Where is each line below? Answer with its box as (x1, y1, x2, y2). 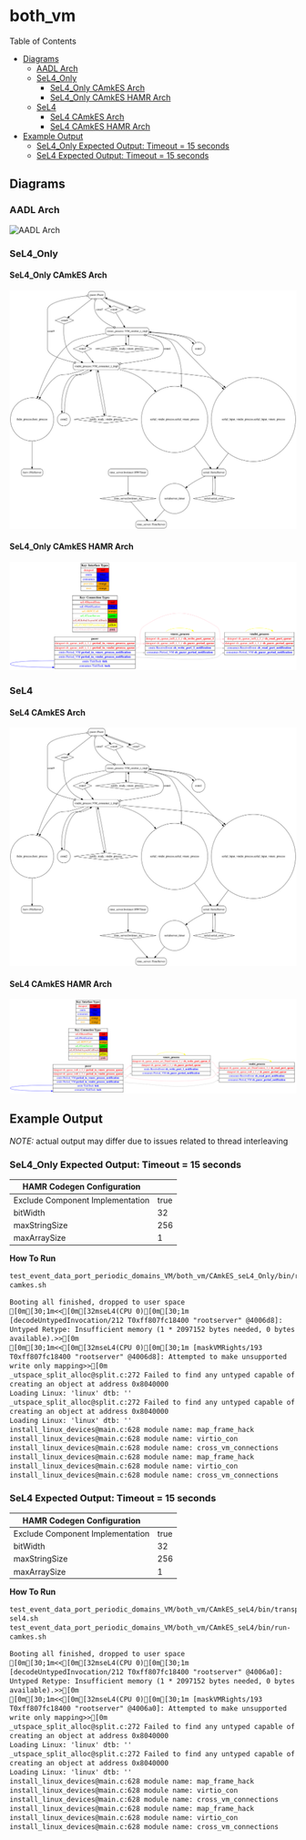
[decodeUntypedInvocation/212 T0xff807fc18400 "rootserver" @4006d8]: (9, 1316, 283, 1325)
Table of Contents (9, 36, 77, 46)
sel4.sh (9, 1614, 39, 1623)
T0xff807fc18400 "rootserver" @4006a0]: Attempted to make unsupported (9, 1704, 287, 1713)
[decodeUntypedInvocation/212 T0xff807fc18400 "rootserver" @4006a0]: (9, 1668, 283, 1677)
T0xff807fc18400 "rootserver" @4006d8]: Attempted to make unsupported (9, 1352, 287, 1361)
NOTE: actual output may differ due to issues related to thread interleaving (9, 1135, 289, 1146)
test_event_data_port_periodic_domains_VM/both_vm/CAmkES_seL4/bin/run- (9, 1623, 291, 1632)
